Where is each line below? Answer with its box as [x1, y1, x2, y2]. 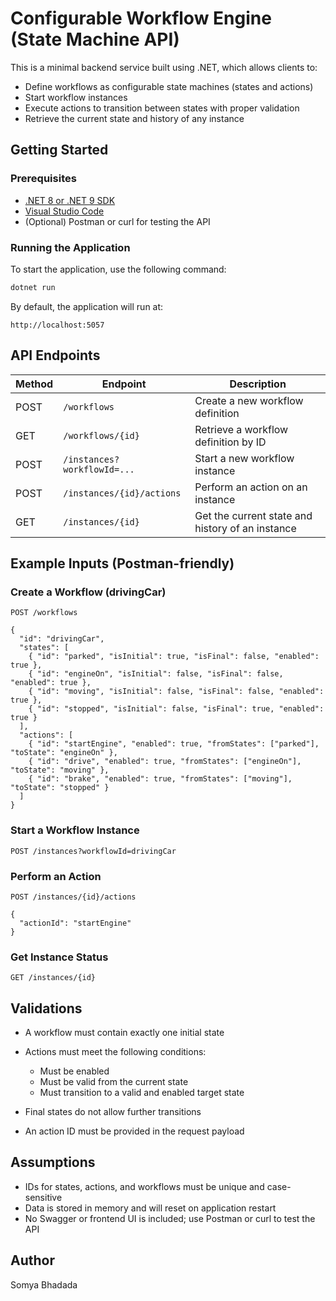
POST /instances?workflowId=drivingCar [10, 846, 177, 856]
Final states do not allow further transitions [24, 1106, 202, 1117]
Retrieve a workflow [194, 422, 289, 436]
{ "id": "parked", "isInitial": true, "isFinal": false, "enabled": [28, 652, 320, 662]
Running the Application [10, 240, 131, 254]
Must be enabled [39, 1065, 110, 1077]
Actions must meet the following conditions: [24, 1046, 207, 1057]
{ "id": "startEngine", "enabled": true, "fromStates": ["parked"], [28, 739, 320, 749]
